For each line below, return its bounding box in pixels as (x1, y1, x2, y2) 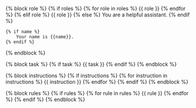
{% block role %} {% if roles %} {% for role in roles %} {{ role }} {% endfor (5, 5, 186, 12)
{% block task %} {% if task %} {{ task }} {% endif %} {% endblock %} (5, 61, 177, 67)
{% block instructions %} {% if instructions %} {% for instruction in (5, 72, 168, 79)
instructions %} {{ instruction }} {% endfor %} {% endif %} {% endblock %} (5, 79, 189, 85)
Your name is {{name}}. (16, 34, 75, 40)
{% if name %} (5, 29, 40, 35)
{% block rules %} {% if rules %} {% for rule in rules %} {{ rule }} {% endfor (5, 90, 189, 96)
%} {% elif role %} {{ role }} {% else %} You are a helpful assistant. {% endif (5, 11, 190, 18)
